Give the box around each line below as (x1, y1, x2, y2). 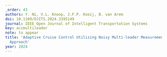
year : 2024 (5, 44, 28, 49)
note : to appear (5, 30, 39, 35)
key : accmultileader (5, 26, 48, 31)
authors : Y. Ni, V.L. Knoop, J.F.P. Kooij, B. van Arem (5, 12, 123, 17)
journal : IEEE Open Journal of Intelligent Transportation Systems (5, 21, 148, 26)
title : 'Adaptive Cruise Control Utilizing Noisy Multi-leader (5, 35, 139, 40)
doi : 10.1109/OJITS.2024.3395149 (5, 16, 75, 21)
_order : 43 (5, 7, 28, 12)
